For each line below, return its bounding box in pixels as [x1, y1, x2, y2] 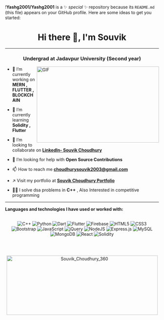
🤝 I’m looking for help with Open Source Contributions [12, 157, 123, 163]
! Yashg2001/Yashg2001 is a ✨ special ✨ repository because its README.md [5, 4, 155, 10]
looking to [12, 142, 33, 148]
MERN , [12, 82, 28, 88]
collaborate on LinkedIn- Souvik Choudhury [12, 147, 102, 153]
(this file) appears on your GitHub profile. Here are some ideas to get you [5, 10, 152, 15]
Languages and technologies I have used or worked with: [5, 207, 123, 212]
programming [12, 192, 40, 198]
